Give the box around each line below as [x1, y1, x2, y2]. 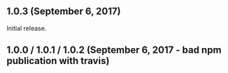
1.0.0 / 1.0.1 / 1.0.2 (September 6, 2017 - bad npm [6, 44, 222, 56]
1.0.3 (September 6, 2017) [6, 6, 121, 17]
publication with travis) [6, 55, 110, 67]
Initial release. [6, 24, 47, 32]
